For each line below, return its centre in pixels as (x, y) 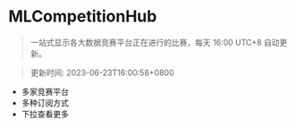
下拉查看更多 (45, 114)
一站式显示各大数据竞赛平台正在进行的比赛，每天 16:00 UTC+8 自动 (155, 42)
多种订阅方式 (45, 102)
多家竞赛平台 (45, 91)
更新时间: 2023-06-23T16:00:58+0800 (102, 73)
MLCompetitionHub (83, 17)
